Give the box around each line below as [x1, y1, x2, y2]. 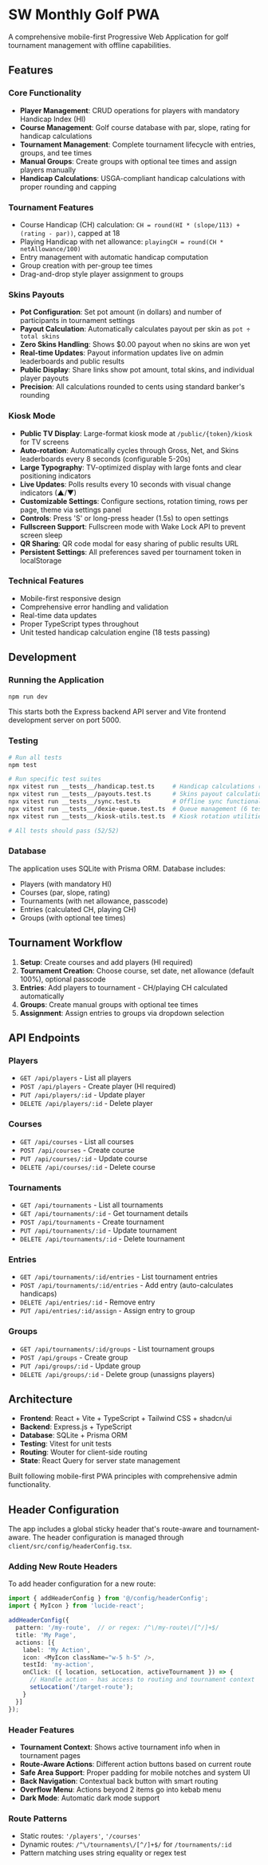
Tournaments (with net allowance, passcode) [19, 895, 169, 906]
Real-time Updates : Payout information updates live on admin [19, 348, 224, 358]
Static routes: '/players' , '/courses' [19, 1832, 142, 1841]
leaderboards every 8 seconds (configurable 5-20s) [19, 454, 191, 463]
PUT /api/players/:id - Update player [19, 1090, 145, 1100]
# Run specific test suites [8, 775, 102, 783]
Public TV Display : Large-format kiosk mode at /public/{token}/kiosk [19, 428, 253, 438]
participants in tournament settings [19, 316, 136, 325]
